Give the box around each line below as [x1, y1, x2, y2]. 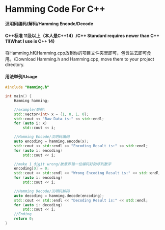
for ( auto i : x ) [14, 121, 48, 126]
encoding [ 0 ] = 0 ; [14, 166, 50, 171]
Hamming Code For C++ [5, 3, 106, 15]
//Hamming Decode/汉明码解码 [14, 189, 70, 194]
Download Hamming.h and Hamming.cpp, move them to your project [15, 56, 155, 62]
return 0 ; [14, 216, 34, 221]
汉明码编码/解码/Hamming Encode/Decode [5, 21, 93, 27]
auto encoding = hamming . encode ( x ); [14, 139, 89, 144]
